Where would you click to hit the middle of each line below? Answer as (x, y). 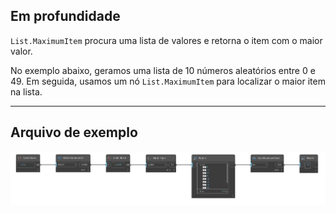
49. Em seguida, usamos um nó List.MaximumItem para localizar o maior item (168, 81)
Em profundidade (65, 16)
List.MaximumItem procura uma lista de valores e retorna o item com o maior (166, 40)
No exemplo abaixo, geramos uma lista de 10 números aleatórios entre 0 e (163, 70)
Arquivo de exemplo (74, 132)
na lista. (26, 91)
